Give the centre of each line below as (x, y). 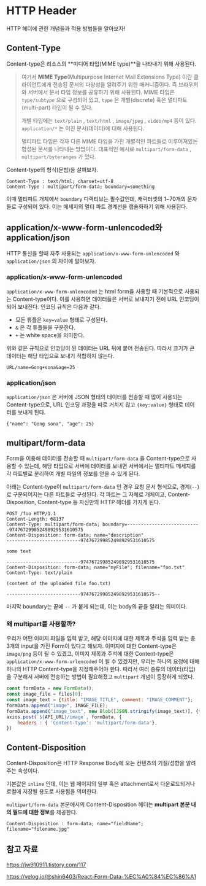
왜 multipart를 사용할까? (41, 624)
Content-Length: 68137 (35, 519)
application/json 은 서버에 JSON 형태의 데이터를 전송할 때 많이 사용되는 (94, 397)
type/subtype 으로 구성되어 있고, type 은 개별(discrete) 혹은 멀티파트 (105, 99)
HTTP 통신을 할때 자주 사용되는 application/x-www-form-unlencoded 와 (93, 253)
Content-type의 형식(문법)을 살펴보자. (52, 169)
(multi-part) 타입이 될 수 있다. (57, 107)
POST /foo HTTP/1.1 (31, 513)
